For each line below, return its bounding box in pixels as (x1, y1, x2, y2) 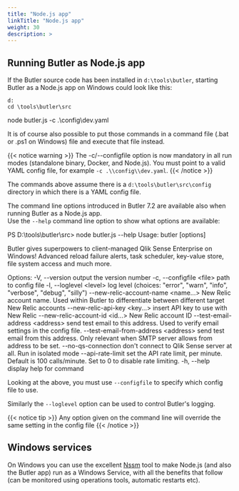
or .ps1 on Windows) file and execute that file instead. (7, 137, 166, 146)
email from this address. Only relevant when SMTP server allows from (7, 334, 213, 343)
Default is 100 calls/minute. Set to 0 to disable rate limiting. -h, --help (7, 357, 210, 365)
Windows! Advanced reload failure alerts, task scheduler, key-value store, (7, 252, 225, 260)
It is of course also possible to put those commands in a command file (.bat (7, 130, 229, 138)
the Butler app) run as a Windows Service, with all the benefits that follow (7, 468, 223, 477)
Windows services (7, 442, 93, 454)
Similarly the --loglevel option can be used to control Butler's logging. (7, 400, 215, 408)
